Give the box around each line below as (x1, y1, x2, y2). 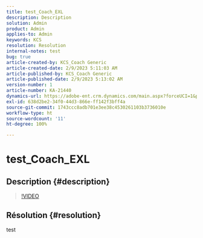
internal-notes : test (6, 48, 61, 54)
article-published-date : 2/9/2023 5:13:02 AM (6, 76, 123, 82)
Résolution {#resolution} (6, 210, 101, 220)
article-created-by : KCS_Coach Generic (6, 59, 107, 65)
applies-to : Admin (6, 31, 53, 37)
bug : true (6, 54, 31, 60)
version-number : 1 (6, 82, 53, 88)
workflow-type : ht (6, 110, 53, 116)
